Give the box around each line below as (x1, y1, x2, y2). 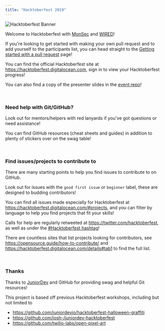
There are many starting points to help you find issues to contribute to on (5, 169, 157, 175)
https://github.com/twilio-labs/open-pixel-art (12, 320, 106, 326)
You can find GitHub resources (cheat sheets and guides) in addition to (5, 130, 152, 136)
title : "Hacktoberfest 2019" (5, 7, 66, 13)
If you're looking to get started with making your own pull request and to (5, 41, 155, 47)
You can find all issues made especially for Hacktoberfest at (5, 199, 130, 205)
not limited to (5, 299, 33, 305)
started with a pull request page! (5, 51, 72, 57)
